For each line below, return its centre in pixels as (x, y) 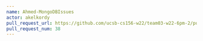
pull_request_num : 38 (34, 29)
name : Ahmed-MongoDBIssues (40, 12)
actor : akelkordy (28, 17)
